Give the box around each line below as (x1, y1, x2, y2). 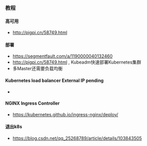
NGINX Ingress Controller (5, 100, 60, 107)
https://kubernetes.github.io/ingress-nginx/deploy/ (12, 111, 119, 117)
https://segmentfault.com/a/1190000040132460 (12, 53, 113, 59)
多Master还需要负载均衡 (12, 66, 63, 72)
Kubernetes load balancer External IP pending (5, 77, 104, 83)
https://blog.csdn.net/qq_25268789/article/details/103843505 (12, 135, 142, 141)
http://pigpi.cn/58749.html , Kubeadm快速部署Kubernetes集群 (12, 59, 141, 65)
